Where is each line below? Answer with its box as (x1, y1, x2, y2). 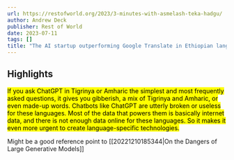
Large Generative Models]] (7, 144, 85, 153)
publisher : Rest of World (7, 23, 82, 30)
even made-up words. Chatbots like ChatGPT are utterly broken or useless (7, 102, 221, 110)
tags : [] (7, 36, 33, 43)
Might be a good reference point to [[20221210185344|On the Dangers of (7, 137, 217, 145)
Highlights (7, 68, 54, 80)
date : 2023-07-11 (7, 29, 58, 37)
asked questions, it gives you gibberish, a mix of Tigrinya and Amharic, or (7, 94, 218, 102)
